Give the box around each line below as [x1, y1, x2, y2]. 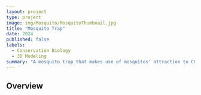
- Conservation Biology [11, 48, 71, 54]
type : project [6, 14, 42, 20]
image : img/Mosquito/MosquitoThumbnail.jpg [6, 20, 117, 26]
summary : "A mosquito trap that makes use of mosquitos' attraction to [6, 59, 188, 65]
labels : [6, 42, 26, 48]
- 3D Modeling [11, 53, 47, 59]
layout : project [6, 8, 47, 15]
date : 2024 [6, 31, 33, 37]
